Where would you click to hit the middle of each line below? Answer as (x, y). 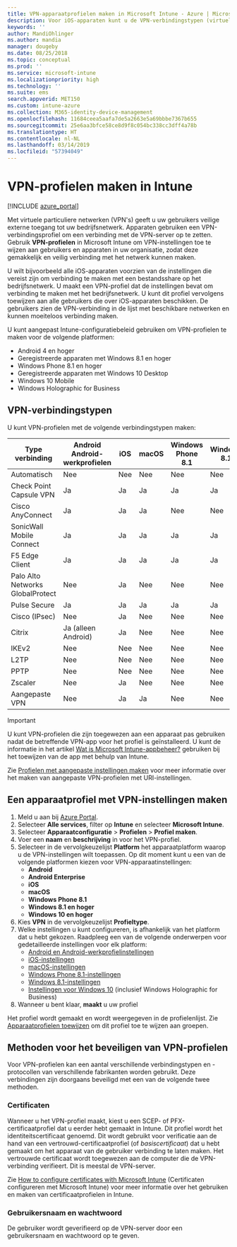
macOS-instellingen (57, 967)
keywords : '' (26, 27)
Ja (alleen (80, 627)
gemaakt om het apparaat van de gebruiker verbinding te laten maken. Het (116, 1150)
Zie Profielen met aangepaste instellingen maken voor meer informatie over (117, 770)
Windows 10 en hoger (61, 914)
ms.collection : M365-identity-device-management (80, 112)
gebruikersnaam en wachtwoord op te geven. (73, 1235)
